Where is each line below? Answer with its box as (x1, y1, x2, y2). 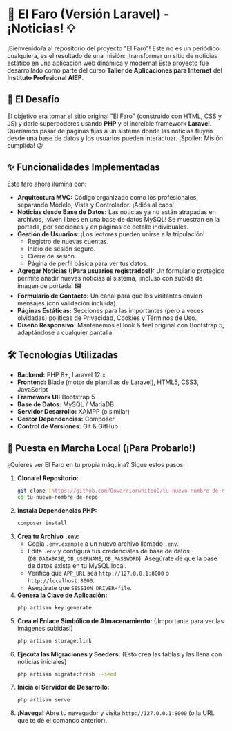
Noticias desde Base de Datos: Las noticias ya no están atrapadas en (17, 207, 216, 216)
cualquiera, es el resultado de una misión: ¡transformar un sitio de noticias (7, 51, 217, 59)
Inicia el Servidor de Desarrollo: (17, 683, 110, 692)
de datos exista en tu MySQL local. (27, 561, 127, 569)
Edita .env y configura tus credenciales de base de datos (27, 547, 190, 555)
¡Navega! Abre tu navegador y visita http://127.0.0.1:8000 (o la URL (17, 709, 215, 717)
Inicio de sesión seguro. (27, 245, 96, 253)
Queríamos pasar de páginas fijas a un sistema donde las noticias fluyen (7, 126, 213, 135)
